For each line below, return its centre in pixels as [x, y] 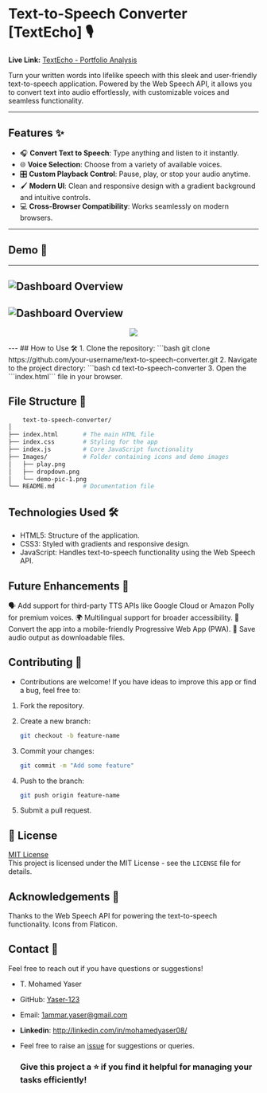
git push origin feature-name [70, 795]
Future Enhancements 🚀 [69, 586]
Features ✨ [36, 133]
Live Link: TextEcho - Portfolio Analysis [73, 60]
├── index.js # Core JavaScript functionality [101, 450]
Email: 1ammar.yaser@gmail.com [74, 1015]
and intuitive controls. [55, 197]
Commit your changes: [57, 750]
